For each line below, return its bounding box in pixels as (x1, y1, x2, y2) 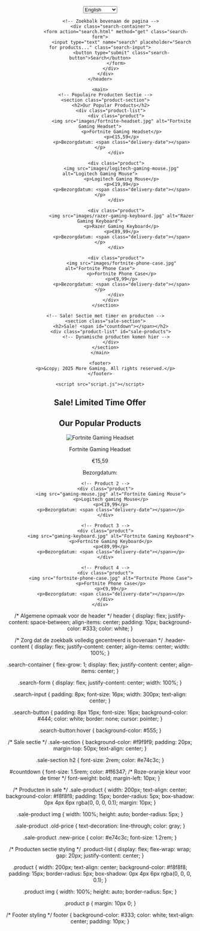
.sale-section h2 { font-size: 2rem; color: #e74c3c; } (35, 757, 165, 764)
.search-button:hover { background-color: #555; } (38, 727, 162, 734)
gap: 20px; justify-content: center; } (56, 852, 144, 859)
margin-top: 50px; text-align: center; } (53, 745, 147, 752)
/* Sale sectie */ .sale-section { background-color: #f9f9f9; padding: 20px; (7, 739, 193, 746)
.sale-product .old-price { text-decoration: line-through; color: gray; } (14, 822, 186, 829)
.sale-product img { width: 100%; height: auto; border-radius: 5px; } (17, 811, 183, 818)
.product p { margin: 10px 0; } (63, 900, 137, 907)
